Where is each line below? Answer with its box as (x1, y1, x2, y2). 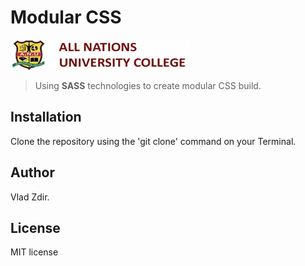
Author (10, 164, 55, 181)
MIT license (10, 246, 59, 258)
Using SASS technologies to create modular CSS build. (34, 79, 262, 91)
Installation (10, 109, 82, 126)
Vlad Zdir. (10, 191, 50, 203)
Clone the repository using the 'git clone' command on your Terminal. (10, 135, 297, 147)
